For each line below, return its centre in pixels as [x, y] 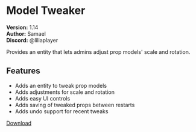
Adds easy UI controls [43, 98]
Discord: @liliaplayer [32, 40]
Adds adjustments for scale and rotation [65, 92]
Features [23, 71]
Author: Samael [26, 33]
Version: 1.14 [22, 27]
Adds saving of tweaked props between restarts [75, 105]
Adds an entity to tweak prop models [61, 85]
